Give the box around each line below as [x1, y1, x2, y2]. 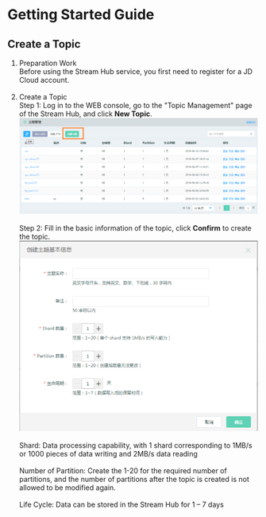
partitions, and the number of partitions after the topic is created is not [18, 475, 249, 484]
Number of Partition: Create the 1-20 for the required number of [18, 466, 227, 476]
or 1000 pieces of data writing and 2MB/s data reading [18, 449, 198, 459]
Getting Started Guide [7, 6, 155, 24]
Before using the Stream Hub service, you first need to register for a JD [18, 67, 253, 76]
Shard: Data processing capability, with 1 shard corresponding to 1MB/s [18, 441, 253, 450]
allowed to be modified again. [18, 483, 116, 492]
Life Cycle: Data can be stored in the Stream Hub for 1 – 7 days [18, 500, 224, 510]
